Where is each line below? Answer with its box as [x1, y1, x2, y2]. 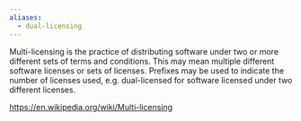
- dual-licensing [17, 22, 83, 30]
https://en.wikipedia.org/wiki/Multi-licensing [9, 101, 173, 112]
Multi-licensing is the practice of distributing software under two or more [9, 46, 279, 56]
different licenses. [9, 84, 76, 95]
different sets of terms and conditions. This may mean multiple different [9, 56, 275, 66]
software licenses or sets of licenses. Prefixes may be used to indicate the [9, 65, 285, 76]
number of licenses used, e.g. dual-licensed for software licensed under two [9, 74, 293, 85]
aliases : [9, 13, 42, 22]
